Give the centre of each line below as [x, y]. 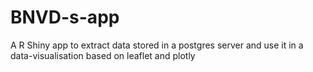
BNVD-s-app [65, 17]
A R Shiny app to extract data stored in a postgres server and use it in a [157, 45]
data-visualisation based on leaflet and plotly [103, 55]
